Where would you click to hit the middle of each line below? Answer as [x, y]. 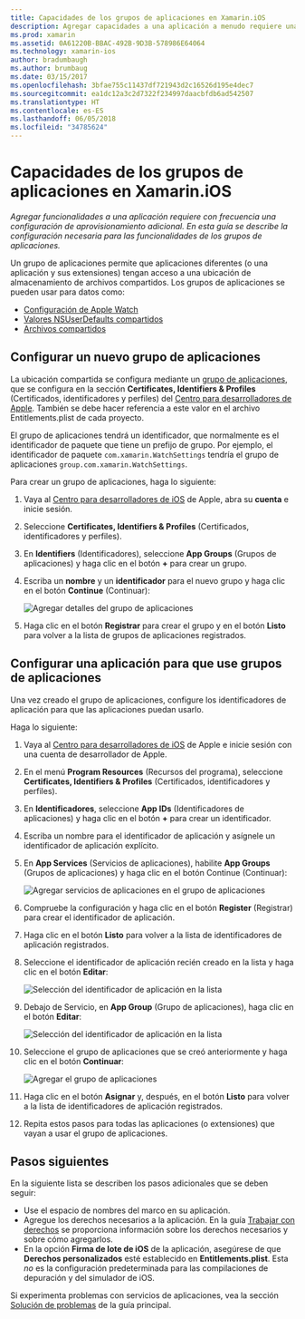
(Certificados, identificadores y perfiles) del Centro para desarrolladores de [151, 398]
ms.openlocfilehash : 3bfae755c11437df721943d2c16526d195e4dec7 [132, 85]
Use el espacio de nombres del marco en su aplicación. [127, 1210]
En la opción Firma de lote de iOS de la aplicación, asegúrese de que [152, 1249]
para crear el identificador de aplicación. [99, 917]
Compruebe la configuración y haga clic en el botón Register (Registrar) [158, 907]
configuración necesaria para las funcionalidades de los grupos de [136, 236]
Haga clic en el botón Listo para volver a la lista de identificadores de [152, 935]
